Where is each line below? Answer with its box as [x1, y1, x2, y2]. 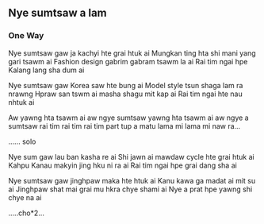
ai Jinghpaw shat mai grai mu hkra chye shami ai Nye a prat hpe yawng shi [8, 184, 253, 194]
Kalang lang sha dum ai [8, 65, 85, 75]
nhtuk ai [8, 97, 35, 106]
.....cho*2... [8, 208, 45, 218]
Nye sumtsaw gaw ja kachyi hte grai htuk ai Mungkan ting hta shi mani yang [8, 48, 256, 58]
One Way [8, 30, 44, 41]
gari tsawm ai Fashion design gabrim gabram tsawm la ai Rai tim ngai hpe [8, 56, 248, 66]
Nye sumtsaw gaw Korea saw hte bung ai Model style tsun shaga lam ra [8, 80, 243, 90]
